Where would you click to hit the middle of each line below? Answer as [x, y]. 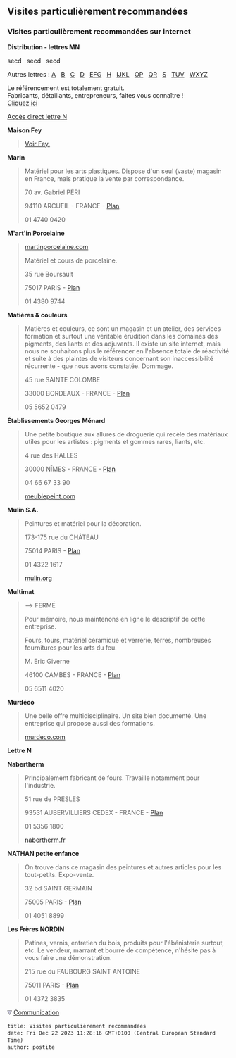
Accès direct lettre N [37, 116]
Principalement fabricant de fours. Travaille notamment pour [112, 778]
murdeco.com [45, 737]
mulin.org [38, 578]
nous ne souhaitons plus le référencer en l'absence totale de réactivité [127, 351]
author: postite [31, 1047]
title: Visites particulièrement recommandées [77, 1026]
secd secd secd [34, 61]
